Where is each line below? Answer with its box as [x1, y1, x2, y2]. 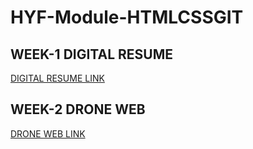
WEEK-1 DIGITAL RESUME [10, 46, 174, 63]
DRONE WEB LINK [10, 127, 86, 140]
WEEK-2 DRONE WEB [10, 101, 146, 118]
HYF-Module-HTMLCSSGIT [10, 6, 244, 29]
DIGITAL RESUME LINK [10, 72, 105, 84]
